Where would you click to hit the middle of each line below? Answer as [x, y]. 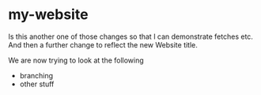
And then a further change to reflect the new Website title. [103, 44]
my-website [48, 15]
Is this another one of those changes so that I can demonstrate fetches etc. [130, 36]
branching [36, 75]
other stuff [37, 84]
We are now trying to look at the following [76, 60]
